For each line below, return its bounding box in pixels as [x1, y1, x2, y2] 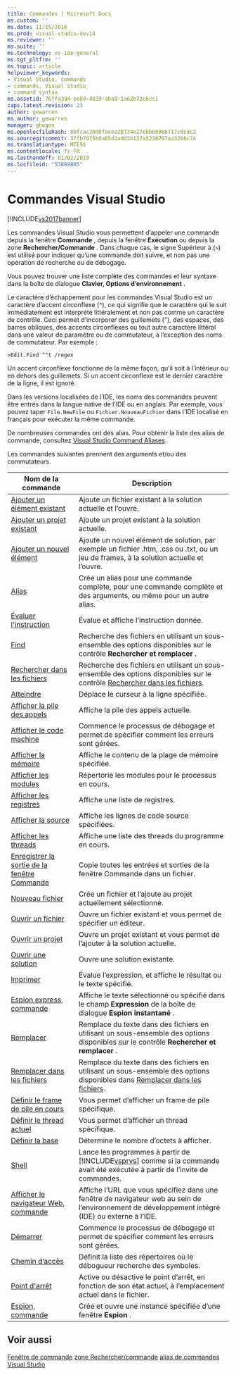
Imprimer [11, 974, 41, 984]
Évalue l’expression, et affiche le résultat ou [78, 970, 222, 980]
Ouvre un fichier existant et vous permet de [78, 909, 222, 919]
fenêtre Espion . [78, 1309, 132, 1319]
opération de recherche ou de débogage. [7, 258, 126, 266]
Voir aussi [7, 1334, 52, 1346]
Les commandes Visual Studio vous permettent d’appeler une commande [7, 228, 220, 237]
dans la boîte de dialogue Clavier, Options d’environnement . [7, 279, 186, 287]
